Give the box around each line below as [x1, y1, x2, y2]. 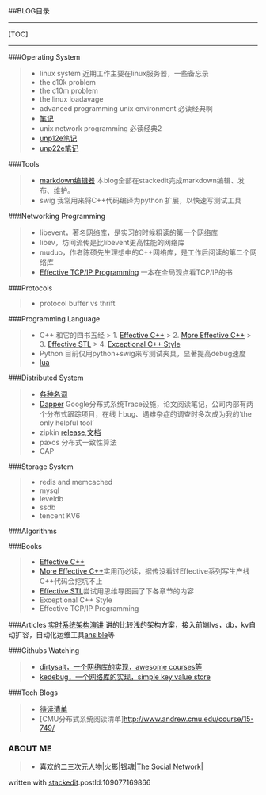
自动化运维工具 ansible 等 [35, 630, 116, 639]
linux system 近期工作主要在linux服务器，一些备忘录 [39, 69, 209, 78]
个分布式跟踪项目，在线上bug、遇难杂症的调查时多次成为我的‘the [39, 409, 252, 418]
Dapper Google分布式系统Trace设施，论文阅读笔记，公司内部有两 [39, 399, 253, 409]
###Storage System [8, 462, 74, 471]
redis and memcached [39, 478, 113, 486]
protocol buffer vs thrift [39, 299, 116, 308]
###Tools [8, 159, 40, 168]
